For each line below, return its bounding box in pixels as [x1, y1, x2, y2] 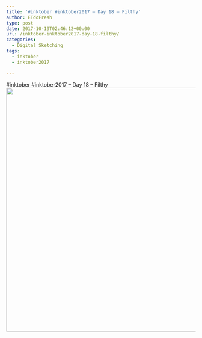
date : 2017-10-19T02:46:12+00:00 [6, 25, 90, 32]
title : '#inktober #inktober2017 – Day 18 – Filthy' [6, 8, 141, 15]
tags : [6, 48, 20, 54]
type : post [6, 20, 34, 26]
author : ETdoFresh [6, 14, 52, 20]
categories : [6, 37, 36, 43]
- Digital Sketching [11, 43, 63, 49]
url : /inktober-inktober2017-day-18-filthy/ [6, 31, 120, 37]
